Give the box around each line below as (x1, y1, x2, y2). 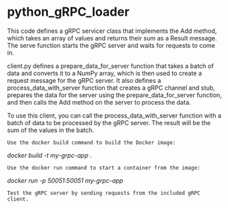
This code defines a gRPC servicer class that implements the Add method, (7, 27, 217, 35)
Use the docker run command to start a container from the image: (7, 164, 201, 171)
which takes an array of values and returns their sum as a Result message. (7, 34, 218, 42)
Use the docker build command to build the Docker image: (7, 139, 176, 146)
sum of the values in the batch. (7, 126, 94, 134)
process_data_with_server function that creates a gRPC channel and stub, (7, 83, 216, 92)
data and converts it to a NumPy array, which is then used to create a (7, 69, 202, 77)
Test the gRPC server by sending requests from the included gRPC (7, 190, 201, 196)
